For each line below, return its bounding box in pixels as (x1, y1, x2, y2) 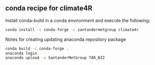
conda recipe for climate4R (5, 4, 92, 13)
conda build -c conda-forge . (5, 46, 69, 51)
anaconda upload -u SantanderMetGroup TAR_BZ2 (5, 55, 105, 60)
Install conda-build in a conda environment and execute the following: (5, 17, 150, 23)
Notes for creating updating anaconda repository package (5, 36, 126, 42)
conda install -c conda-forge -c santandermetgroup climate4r (5, 27, 139, 32)
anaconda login (5, 50, 37, 56)
